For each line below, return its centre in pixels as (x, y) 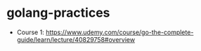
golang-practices (58, 13)
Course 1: (31, 32)
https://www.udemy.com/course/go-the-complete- (120, 32)
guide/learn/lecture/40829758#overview (76, 39)
